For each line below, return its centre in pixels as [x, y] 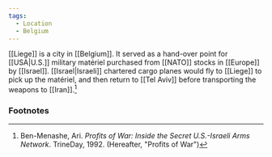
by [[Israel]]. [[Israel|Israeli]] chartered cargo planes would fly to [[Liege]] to [135, 71]
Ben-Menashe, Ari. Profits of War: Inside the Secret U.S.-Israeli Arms [135, 136]
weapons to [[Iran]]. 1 [43, 89]
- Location [34, 23]
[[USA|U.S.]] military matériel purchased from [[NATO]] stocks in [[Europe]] [134, 62]
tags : [17, 16]
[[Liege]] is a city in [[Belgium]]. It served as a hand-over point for [118, 54]
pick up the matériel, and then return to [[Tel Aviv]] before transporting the [132, 80]
